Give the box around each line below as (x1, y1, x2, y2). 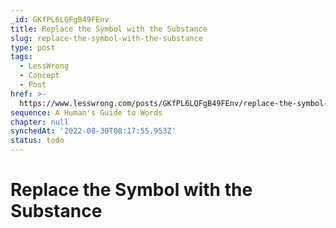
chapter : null (10, 117, 70, 127)
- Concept (19, 71, 60, 81)
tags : (10, 52, 33, 62)
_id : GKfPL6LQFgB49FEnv (10, 14, 110, 25)
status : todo (10, 136, 65, 146)
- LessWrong (19, 61, 70, 71)
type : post (10, 42, 56, 53)
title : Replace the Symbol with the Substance (10, 24, 208, 34)
